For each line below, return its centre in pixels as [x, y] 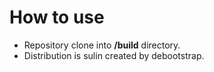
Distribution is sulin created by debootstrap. [114, 55]
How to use [57, 17]
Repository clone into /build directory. [102, 45]
